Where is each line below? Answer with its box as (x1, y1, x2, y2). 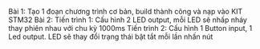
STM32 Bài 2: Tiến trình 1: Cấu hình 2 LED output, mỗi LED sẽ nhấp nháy (8, 15, 247, 24)
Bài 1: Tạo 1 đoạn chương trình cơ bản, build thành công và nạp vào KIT (8, 7, 243, 16)
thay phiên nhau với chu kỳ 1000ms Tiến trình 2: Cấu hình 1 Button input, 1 (8, 24, 253, 32)
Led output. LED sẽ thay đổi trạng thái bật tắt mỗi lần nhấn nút (8, 32, 213, 41)
